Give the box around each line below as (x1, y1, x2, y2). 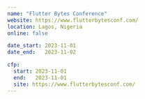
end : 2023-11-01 (13, 74, 68, 81)
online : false (7, 29, 49, 37)
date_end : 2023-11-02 (7, 49, 77, 56)
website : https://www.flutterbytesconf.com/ (7, 17, 139, 24)
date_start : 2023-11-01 (7, 43, 77, 49)
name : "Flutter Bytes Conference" (7, 10, 108, 17)
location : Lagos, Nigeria (7, 23, 82, 30)
